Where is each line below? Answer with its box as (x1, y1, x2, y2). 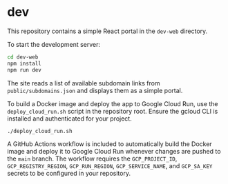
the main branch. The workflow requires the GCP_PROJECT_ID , (7, 154, 178, 163)
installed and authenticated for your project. (7, 114, 133, 123)
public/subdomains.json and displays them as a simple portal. (7, 86, 183, 94)
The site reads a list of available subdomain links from (7, 79, 160, 87)
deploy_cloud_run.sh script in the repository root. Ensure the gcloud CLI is (7, 107, 218, 115)
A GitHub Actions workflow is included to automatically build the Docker (7, 139, 212, 148)
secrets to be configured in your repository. (7, 169, 131, 177)
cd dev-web (7, 53, 39, 61)
